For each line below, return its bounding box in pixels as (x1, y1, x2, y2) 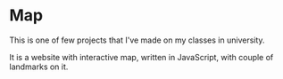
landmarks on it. (9, 61, 69, 72)
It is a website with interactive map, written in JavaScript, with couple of (9, 51, 274, 62)
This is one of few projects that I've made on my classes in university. (9, 35, 265, 45)
